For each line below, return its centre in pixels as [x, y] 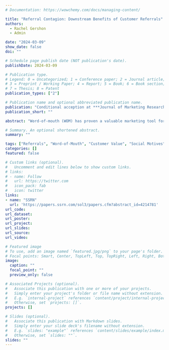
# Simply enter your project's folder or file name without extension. [84, 293]
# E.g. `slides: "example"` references [49, 331]
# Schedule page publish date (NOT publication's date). [66, 61]
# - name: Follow [23, 177]
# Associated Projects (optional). [43, 284]
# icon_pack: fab [26, 186]
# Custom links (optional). [35, 162]
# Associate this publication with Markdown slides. [64, 321]
